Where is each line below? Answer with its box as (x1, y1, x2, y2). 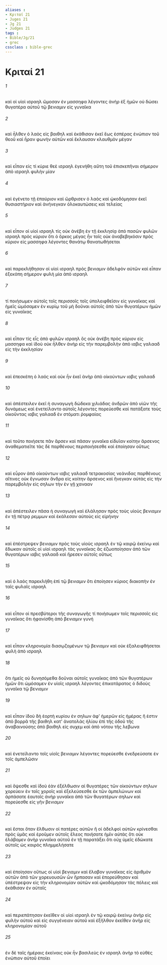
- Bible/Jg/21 (5, 36, 35, 41)
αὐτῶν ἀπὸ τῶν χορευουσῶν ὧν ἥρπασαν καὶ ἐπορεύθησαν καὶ (5, 874, 138, 880)
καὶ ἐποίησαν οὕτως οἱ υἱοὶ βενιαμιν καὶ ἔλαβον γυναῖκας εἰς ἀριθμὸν (5, 869, 151, 875)
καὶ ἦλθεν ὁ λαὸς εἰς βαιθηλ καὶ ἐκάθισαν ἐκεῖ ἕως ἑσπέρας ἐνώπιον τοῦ (5, 131, 159, 137)
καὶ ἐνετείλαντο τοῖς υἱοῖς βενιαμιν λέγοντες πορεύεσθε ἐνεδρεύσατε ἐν (5, 750, 159, 756)
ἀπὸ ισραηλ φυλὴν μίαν (5, 169, 55, 175)
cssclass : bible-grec (5, 45, 52, 50)
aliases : (5, 7, 26, 13)
